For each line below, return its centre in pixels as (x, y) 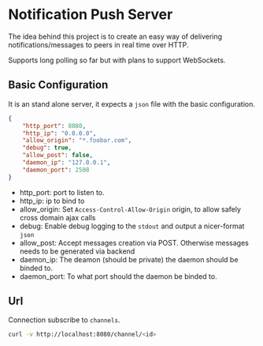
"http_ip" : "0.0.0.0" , (59, 133)
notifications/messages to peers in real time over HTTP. (98, 44)
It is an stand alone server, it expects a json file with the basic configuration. (132, 103)
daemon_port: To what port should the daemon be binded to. (119, 276)
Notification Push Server (91, 15)
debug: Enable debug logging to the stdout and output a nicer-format (132, 226)
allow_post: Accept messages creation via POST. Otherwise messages (134, 243)
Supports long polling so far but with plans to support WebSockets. (117, 60)
